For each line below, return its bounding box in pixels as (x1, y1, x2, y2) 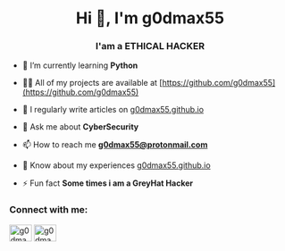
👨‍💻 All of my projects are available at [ (21, 78, 163, 88)
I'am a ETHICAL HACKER (95, 40, 205, 53)
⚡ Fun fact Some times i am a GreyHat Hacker (21, 178, 194, 188)
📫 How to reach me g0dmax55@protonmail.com (21, 139, 208, 150)
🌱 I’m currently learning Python (21, 60, 138, 71)
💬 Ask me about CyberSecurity (21, 121, 139, 132)
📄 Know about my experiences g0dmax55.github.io (21, 160, 212, 171)
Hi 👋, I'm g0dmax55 (75, 8, 225, 29)
